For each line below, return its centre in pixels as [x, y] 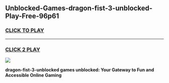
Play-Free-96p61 [32, 16]
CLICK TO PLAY [25, 31]
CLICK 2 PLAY [23, 49]
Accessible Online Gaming [33, 75]
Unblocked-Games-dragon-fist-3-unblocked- [79, 8]
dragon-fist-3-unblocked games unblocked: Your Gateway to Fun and [80, 69]
